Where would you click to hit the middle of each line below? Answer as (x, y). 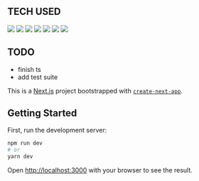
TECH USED (34, 12)
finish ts (29, 69)
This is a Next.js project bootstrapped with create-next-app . (95, 90)
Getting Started (42, 113)
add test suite (38, 77)
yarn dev (20, 157)
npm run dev (25, 143)
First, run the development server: (57, 130)
